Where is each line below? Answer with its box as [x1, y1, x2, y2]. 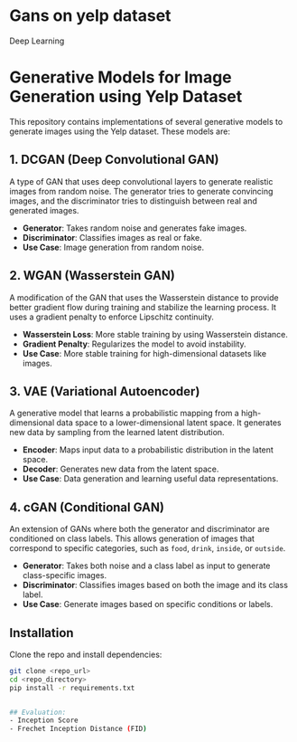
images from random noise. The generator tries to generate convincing [9, 185, 274, 196]
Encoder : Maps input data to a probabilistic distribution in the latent [22, 444, 274, 455]
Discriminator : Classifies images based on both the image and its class [22, 580, 289, 591]
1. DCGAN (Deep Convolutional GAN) [9, 152, 219, 167]
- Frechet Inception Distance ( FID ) [9, 725, 147, 734]
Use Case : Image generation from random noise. [22, 242, 205, 252]
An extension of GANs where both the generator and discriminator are [9, 524, 270, 535]
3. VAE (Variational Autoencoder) [9, 384, 200, 399]
